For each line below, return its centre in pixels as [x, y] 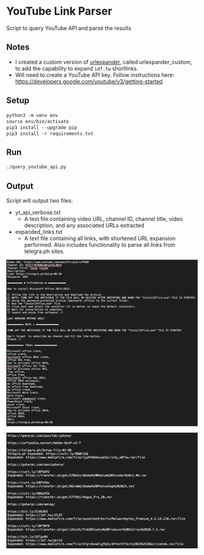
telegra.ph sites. [44, 252]
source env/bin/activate [38, 121]
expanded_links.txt [39, 232]
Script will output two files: [39, 201]
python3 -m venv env [32, 115]
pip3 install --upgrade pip [42, 127]
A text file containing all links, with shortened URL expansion [100, 238]
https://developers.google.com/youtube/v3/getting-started [89, 81]
